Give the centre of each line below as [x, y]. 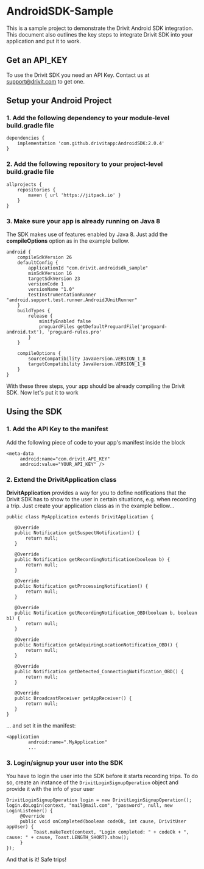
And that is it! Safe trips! [37, 860]
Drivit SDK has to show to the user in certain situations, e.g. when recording [101, 499]
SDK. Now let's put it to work [43, 393]
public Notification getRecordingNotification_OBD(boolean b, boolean [106, 613]
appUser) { [20, 827]
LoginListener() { [30, 811]
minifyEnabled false [65, 321]
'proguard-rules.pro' [75, 332]
